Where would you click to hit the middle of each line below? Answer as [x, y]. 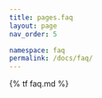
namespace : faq [37, 50]
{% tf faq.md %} [39, 84]
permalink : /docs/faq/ [51, 59]
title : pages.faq [41, 17]
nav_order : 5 [33, 34]
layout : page [33, 26]
